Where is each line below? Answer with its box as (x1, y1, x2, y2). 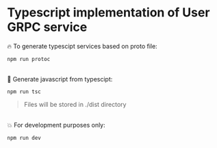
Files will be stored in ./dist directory (23, 100, 127, 108)
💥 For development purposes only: (7, 121, 106, 129)
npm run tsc (7, 88, 41, 95)
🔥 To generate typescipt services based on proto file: (7, 42, 157, 50)
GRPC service (7, 19, 88, 35)
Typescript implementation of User (7, 5, 210, 21)
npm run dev (7, 134, 41, 141)
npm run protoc (7, 56, 51, 62)
